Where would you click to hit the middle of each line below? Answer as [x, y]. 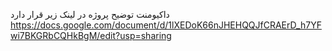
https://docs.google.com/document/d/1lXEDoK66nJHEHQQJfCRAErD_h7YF [166, 25]
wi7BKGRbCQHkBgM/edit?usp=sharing [91, 35]
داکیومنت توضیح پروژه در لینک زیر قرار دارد [90, 14]
